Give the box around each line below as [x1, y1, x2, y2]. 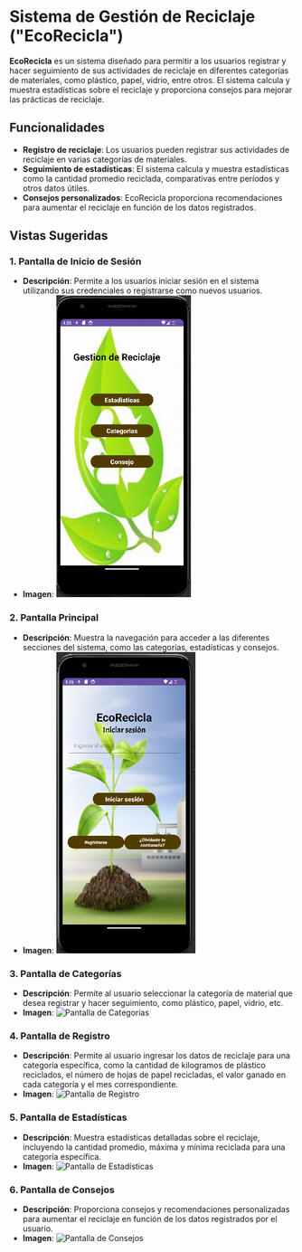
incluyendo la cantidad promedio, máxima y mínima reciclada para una [22, 1142, 286, 1152]
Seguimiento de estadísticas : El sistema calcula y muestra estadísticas [22, 163, 289, 174]
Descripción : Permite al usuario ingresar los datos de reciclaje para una [22, 1050, 291, 1061]
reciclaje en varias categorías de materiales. [22, 154, 187, 165]
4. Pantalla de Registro [9, 1029, 110, 1042]
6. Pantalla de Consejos [9, 1183, 115, 1196]
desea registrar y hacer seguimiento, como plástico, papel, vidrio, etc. [22, 998, 284, 1009]
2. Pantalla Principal [9, 612, 99, 624]
